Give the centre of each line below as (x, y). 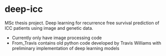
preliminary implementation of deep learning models (66, 48)
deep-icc (24, 9)
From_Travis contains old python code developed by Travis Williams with (86, 43)
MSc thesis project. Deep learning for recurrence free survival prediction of (82, 23)
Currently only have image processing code (57, 38)
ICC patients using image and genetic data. (49, 28)
